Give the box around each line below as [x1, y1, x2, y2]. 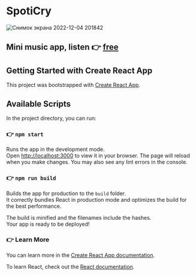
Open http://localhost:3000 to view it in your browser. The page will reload [6, 152, 190, 159]
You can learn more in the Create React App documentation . [6, 251, 155, 259]
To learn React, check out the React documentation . [6, 263, 135, 270]
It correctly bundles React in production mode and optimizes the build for [6, 196, 187, 203]
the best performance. [6, 202, 62, 210]
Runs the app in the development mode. [6, 145, 105, 153]
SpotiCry [6, 4, 52, 18]
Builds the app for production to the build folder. [6, 190, 126, 197]
